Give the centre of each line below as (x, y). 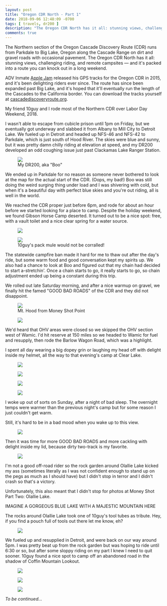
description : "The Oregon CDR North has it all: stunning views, (74, 28)
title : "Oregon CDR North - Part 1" (43, 14)
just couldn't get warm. (29, 413)
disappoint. (17, 296)
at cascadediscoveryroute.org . (37, 99)
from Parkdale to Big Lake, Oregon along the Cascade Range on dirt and (79, 52)
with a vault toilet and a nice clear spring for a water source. (67, 221)
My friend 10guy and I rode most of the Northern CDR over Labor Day (76, 109)
